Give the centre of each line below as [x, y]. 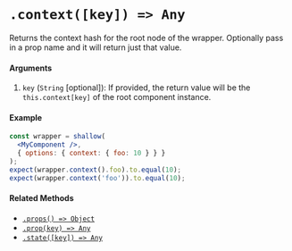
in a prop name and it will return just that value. [96, 47]
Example [26, 117]
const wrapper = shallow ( [57, 137]
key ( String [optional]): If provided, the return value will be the [136, 88]
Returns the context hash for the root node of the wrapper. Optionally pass [146, 38]
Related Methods [42, 198]
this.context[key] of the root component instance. [117, 97]
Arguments [31, 68]
